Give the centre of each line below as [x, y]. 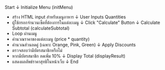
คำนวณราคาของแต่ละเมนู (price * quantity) [51, 39]
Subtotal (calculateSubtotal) [41, 28]
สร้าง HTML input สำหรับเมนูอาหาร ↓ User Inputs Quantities [69, 17]
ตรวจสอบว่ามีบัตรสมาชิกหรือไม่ [37, 50]
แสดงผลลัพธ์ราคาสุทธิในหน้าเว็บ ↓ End [45, 61]
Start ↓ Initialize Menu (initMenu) [39, 7]
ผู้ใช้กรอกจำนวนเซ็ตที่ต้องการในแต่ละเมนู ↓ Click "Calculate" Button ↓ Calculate [86, 22]
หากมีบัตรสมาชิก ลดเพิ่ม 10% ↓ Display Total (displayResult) [69, 56]
